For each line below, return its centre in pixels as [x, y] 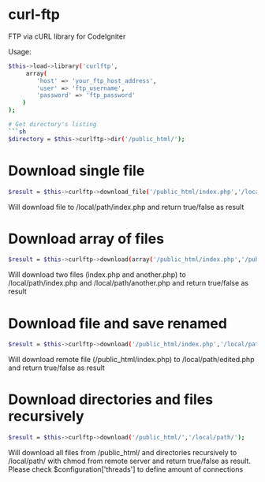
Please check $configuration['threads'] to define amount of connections [126, 469]
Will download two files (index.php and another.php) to [97, 275]
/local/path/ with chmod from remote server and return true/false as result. [129, 461]
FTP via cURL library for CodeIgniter [67, 36]
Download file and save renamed [118, 323]
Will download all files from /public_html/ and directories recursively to [123, 452]
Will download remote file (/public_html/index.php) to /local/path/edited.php [131, 360]
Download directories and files [111, 400]
